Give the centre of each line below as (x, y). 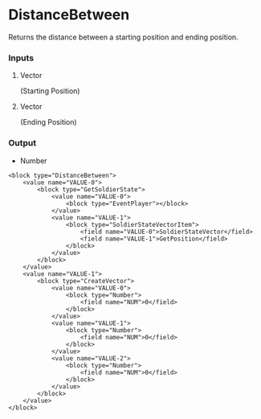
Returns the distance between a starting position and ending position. (123, 37)
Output (22, 143)
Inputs (21, 58)
